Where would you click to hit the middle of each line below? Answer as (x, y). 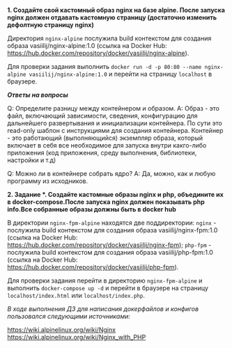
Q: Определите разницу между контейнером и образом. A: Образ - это (113, 108)
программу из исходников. (48, 181)
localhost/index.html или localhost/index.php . (76, 295)
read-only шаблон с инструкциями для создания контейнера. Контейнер (115, 130)
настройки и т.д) (32, 160)
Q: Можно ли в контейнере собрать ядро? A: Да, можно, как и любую (111, 174)
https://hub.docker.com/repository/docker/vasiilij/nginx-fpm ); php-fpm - (109, 245)
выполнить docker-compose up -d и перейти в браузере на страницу (108, 288)
